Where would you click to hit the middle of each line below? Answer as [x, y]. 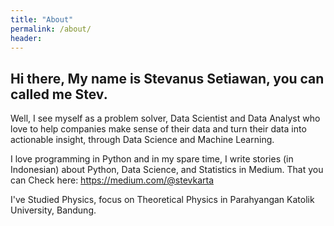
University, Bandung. [53, 210]
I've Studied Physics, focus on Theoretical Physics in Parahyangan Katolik [162, 200]
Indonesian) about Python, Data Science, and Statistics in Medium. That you [167, 170]
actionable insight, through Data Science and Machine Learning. [142, 140]
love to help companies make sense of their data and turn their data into [158, 129]
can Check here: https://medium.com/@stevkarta [112, 180]
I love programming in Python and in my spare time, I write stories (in [152, 159]
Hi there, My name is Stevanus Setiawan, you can [167, 78]
